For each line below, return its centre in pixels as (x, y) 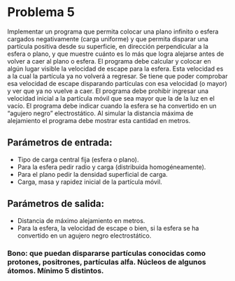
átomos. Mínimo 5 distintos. (56, 271)
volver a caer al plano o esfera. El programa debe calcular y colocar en (109, 61)
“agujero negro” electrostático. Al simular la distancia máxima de (100, 113)
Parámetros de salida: (56, 204)
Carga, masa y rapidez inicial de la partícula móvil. (90, 182)
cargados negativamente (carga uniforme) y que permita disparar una (108, 38)
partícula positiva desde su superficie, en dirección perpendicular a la (108, 46)
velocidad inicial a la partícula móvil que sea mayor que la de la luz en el (111, 98)
